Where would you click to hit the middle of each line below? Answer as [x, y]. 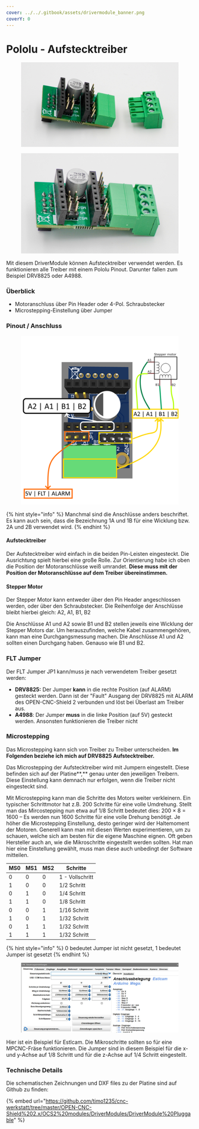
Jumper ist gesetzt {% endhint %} [48, 954]
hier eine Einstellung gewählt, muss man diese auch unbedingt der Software [99, 848]
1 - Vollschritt [76, 877]
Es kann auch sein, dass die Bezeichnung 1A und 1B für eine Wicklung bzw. [98, 520]
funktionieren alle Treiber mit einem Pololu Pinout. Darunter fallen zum [92, 270]
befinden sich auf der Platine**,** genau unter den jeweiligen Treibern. [93, 774]
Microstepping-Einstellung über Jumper [64, 311]
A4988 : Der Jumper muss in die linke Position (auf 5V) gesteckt [94, 714]
